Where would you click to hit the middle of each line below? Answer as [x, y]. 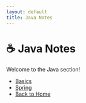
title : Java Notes [29, 18]
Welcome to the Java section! [43, 70]
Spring [23, 88]
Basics [23, 81]
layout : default [27, 12]
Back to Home [33, 94]
